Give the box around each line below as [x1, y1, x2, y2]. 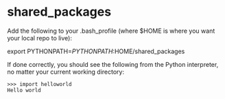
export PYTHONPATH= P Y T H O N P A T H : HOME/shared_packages [7, 47, 185, 55]
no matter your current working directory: [7, 68, 125, 76]
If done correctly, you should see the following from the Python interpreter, [7, 60, 219, 68]
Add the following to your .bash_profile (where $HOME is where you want [7, 27, 215, 35]
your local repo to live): [7, 33, 72, 42]
